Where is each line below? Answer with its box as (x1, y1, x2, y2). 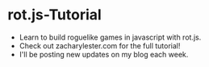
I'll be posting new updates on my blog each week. (19, 49, 189, 59)
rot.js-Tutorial (7, 6, 102, 24)
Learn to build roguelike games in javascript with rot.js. (19, 32, 202, 42)
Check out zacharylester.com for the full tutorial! (19, 40, 181, 50)
